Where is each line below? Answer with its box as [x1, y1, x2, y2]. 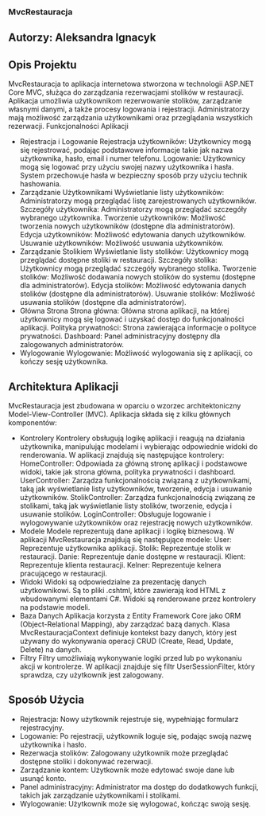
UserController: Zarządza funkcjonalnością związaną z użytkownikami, [19, 475, 252, 485]
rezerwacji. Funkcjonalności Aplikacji [8, 122, 129, 131]
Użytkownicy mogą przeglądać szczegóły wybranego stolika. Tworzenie [19, 264, 256, 273]
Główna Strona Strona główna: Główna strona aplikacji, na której [19, 306, 229, 316]
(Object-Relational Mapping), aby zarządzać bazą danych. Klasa [19, 619, 230, 629]
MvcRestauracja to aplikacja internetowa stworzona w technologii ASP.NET [8, 79, 254, 89]
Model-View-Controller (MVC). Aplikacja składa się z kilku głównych [8, 409, 231, 419]
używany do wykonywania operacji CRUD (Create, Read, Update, [19, 636, 233, 646]
